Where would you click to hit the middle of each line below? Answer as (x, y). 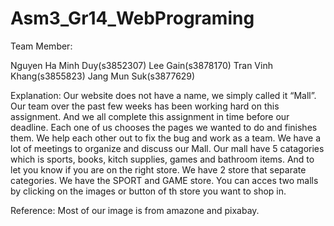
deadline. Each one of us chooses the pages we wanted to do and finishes (164, 127)
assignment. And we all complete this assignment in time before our (150, 116)
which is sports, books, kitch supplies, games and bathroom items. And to (162, 159)
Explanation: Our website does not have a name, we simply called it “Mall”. (163, 95)
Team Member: (41, 46)
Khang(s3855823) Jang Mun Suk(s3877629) (103, 76)
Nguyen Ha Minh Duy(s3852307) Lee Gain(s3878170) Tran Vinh (141, 65)
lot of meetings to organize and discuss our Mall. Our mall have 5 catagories (167, 148)
